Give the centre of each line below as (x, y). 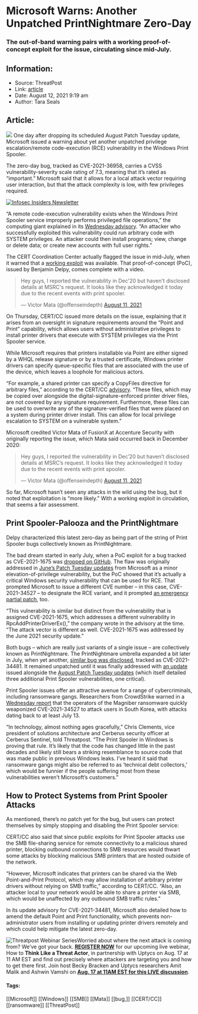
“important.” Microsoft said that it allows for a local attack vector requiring (96, 178)
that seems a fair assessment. (43, 504)
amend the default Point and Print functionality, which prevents (83, 916)
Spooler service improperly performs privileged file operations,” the (89, 220)
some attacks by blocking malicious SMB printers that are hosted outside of (98, 856)
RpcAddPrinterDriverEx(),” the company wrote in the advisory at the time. (95, 623)
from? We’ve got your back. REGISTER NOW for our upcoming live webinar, (98, 947)
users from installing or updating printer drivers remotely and (113, 923)
